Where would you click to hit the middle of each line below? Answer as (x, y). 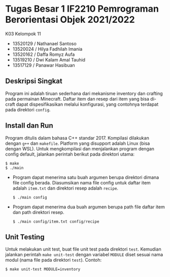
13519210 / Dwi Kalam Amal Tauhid (49, 59)
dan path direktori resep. (38, 212)
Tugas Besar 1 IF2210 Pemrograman (82, 9)
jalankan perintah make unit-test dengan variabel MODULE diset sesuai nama (84, 255)
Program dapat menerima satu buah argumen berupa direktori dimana (86, 177)
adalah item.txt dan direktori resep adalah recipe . (65, 188)
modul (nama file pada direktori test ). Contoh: (54, 260)
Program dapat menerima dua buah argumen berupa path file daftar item (89, 207)
